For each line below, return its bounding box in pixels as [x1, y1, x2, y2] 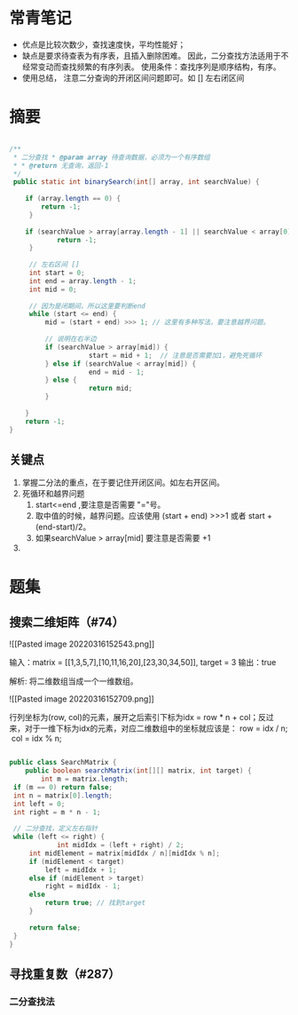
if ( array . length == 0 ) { [25, 194, 122, 203]
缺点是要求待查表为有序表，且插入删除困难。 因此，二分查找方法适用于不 [21, 50, 289, 60]
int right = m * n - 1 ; [12, 807, 101, 817]
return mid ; [88, 384, 133, 393]
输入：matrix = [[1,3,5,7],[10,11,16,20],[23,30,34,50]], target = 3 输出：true [9, 657, 277, 668]
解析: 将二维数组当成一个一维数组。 [9, 676, 138, 686]
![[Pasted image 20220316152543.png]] [9, 638, 155, 649]
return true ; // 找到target [44, 899, 146, 908]
